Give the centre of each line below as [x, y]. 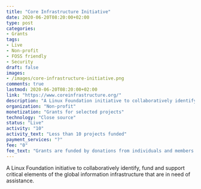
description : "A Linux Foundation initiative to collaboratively [89, 100]
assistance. [20, 181]
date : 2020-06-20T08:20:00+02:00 [48, 17]
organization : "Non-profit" [41, 106]
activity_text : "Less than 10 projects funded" [67, 134]
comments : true [25, 84]
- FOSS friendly [26, 56]
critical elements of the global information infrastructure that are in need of [98, 174]
